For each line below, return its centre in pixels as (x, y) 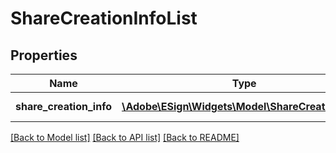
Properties (44, 55)
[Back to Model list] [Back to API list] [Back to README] (125, 137)
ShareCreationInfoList (104, 18)
